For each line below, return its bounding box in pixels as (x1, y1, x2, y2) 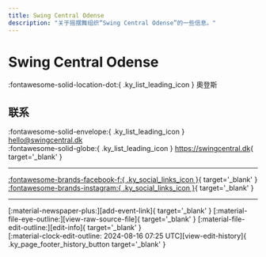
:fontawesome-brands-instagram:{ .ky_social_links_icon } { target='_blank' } (8, 183, 254, 193)
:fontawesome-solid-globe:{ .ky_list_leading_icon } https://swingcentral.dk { (8, 144, 254, 153)
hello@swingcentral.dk (8, 135, 83, 145)
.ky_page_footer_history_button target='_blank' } (8, 240, 166, 249)
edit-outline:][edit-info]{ (8, 223, 86, 232)
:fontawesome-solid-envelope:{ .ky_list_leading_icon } (8, 127, 185, 137)
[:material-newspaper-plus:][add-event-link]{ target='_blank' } (8, 206, 212, 216)
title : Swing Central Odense (8, 11, 104, 20)
